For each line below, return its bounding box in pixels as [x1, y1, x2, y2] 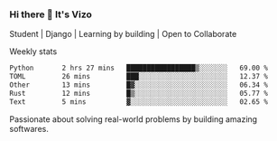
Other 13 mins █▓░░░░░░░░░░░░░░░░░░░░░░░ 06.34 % [9, 80, 269, 89]
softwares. [9, 123, 50, 134]
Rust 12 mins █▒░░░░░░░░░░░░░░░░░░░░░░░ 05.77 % [9, 89, 269, 98]
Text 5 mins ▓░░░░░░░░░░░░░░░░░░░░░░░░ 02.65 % [9, 97, 269, 107]
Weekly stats [9, 46, 58, 57]
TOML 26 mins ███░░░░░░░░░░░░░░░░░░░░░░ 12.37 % [9, 72, 269, 81]
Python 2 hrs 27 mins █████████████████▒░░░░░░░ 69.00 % [9, 63, 269, 73]
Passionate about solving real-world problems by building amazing [9, 113, 258, 125]
